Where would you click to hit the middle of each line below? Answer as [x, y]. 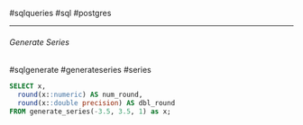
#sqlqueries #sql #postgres [60, 13]
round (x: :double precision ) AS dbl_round [96, 103]
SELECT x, [28, 86]
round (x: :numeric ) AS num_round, [80, 95]
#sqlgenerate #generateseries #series [80, 70]
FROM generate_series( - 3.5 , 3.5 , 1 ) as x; [90, 112]
